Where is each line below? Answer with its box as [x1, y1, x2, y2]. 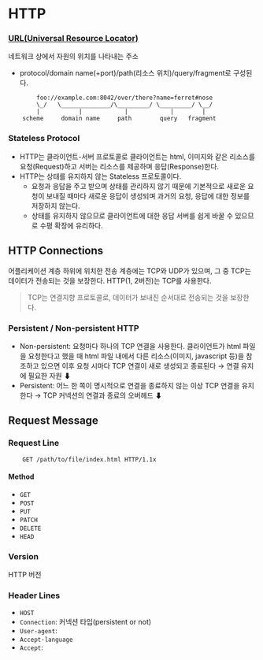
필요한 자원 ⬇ [28, 371, 71, 380]
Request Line [8, 438, 60, 449]
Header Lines [8, 590, 61, 601]
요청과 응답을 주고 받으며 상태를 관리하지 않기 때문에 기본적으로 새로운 [31, 181, 246, 191]
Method [8, 472, 35, 481]
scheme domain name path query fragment [22, 115, 217, 123]
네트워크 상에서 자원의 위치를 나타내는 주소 [8, 52, 139, 61]
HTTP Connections [8, 244, 104, 258]
